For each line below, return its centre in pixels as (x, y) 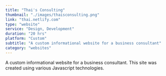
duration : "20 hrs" (26, 34)
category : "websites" (28, 48)
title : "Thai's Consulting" (35, 10)
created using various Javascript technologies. (55, 68)
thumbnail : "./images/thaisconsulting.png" (53, 15)
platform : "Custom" (26, 39)
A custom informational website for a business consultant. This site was (81, 62)
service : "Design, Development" (40, 29)
